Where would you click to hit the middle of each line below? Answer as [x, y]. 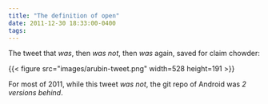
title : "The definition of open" [64, 16]
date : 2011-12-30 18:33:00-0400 [62, 23]
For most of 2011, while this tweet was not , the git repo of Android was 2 [127, 84]
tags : [17, 30]
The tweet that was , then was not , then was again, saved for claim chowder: [134, 54]
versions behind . [36, 93]
